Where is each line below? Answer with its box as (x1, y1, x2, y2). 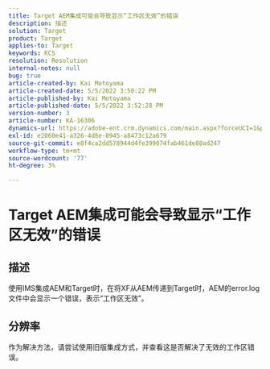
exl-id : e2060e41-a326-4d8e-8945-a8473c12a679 (8, 131, 167, 139)
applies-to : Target (8, 42, 74, 50)
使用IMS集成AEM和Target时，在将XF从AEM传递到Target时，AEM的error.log (8, 284, 260, 293)
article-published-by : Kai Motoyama (8, 94, 131, 102)
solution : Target (8, 27, 67, 35)
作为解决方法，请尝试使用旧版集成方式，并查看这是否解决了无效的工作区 (8, 342, 247, 351)
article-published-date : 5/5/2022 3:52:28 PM (8, 102, 163, 110)
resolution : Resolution (8, 57, 88, 65)
